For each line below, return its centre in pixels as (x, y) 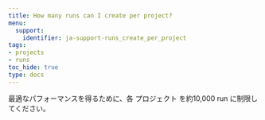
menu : (17, 23)
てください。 (29, 108)
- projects (26, 52)
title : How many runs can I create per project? (90, 15)
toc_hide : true (33, 68)
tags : (17, 45)
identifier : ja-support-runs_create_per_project (105, 38)
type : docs (26, 75)
